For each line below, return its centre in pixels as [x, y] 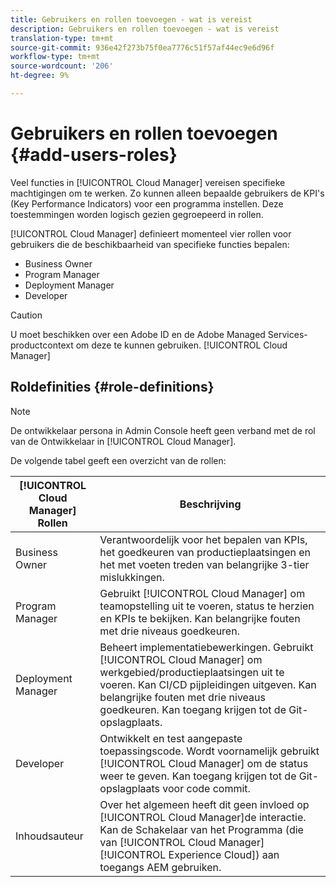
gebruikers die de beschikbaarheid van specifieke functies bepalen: [150, 244]
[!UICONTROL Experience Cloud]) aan [189, 854]
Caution [26, 315]
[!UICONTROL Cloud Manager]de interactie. [203, 817]
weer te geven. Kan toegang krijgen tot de [198, 776]
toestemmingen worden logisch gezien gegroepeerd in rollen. [137, 214]
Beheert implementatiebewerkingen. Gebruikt [206, 647]
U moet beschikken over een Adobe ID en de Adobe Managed [138, 334]
